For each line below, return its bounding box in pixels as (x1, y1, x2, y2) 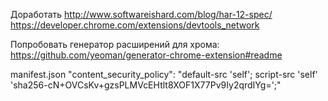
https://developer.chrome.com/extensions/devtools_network (10, 19, 260, 31)
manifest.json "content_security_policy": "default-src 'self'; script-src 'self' (10, 69, 318, 80)
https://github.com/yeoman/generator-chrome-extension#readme (10, 49, 283, 61)
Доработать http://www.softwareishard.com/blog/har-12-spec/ (10, 9, 273, 20)
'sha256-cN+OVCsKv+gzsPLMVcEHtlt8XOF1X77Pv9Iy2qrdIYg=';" (10, 79, 282, 91)
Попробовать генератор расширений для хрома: (10, 39, 220, 50)
